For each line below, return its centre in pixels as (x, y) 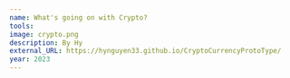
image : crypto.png (44, 34)
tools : (22, 26)
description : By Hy (46, 43)
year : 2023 (30, 59)
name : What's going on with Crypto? (78, 17)
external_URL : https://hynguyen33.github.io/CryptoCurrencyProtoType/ (145, 51)
